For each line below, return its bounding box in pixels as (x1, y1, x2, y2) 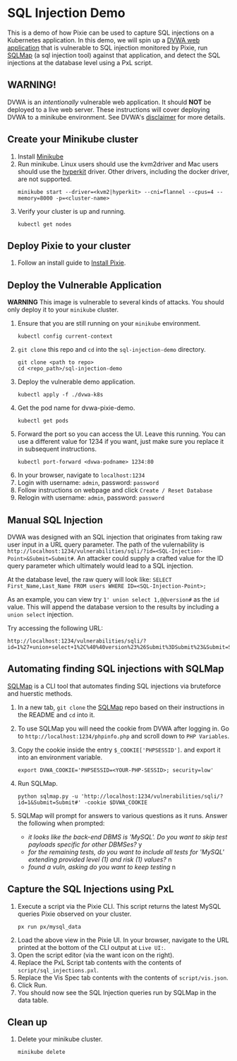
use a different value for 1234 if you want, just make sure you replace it (17, 437, 224, 446)
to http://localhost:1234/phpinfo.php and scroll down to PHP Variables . (17, 731, 230, 740)
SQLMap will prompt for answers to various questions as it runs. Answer (17, 811, 228, 820)
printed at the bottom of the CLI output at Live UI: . (17, 943, 166, 951)
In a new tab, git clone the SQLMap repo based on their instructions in (17, 703, 224, 711)
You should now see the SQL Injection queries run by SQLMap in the (17, 988, 217, 997)
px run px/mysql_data (17, 923, 81, 930)
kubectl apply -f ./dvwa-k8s (17, 391, 104, 398)
